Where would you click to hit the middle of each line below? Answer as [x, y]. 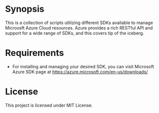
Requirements [35, 53]
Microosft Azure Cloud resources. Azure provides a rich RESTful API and [79, 28]
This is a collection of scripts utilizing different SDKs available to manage [79, 23]
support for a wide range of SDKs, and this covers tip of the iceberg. [75, 33]
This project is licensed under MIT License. [49, 105]
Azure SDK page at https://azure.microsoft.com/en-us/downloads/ [80, 72]
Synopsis [25, 9]
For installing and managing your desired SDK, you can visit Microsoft [83, 66]
